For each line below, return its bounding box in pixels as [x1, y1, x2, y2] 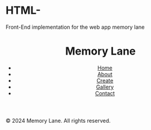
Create [96, 77, 114, 84]
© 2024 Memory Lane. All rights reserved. [5, 117, 111, 124]
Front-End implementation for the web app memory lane [5, 23, 145, 31]
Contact [94, 89, 115, 96]
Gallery [96, 83, 114, 90]
